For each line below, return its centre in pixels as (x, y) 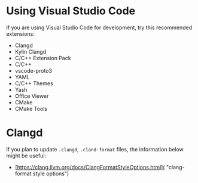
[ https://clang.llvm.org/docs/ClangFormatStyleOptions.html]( (90, 167)
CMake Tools (31, 108)
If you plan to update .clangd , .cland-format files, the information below (95, 149)
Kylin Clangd (31, 51)
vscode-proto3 (33, 70)
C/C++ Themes (34, 83)
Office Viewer (32, 96)
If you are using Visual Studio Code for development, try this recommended (99, 27)
